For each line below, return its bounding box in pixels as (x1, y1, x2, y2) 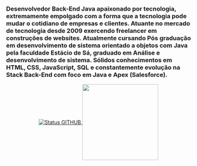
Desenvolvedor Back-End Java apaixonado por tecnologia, (6, 5, 176, 13)
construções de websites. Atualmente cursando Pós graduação (6, 34, 191, 42)
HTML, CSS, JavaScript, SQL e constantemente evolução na (6, 63, 181, 72)
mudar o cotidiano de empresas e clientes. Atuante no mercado (6, 19, 191, 28)
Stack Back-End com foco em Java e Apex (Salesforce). (6, 70, 168, 79)
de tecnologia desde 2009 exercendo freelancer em (6, 26, 157, 35)
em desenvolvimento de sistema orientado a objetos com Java (6, 41, 188, 49)
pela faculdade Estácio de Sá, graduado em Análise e (6, 49, 160, 57)
